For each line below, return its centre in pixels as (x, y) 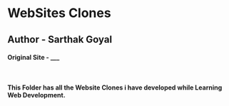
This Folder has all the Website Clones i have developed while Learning (115, 88)
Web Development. (36, 95)
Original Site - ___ (34, 58)
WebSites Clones (60, 13)
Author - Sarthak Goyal (60, 39)
